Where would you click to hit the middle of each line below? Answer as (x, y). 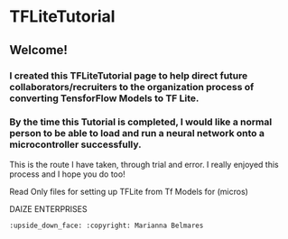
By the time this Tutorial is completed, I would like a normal (141, 122)
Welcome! (38, 50)
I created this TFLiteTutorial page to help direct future (129, 76)
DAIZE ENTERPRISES (48, 208)
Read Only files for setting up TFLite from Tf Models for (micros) (129, 191)
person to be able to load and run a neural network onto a (137, 133)
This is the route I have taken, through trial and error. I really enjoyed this (144, 164)
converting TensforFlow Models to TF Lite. (104, 98)
